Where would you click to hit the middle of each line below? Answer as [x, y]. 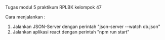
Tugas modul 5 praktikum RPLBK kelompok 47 [54, 7]
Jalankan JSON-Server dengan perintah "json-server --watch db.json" [86, 26]
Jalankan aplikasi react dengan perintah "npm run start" [71, 32]
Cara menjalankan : [25, 17]
